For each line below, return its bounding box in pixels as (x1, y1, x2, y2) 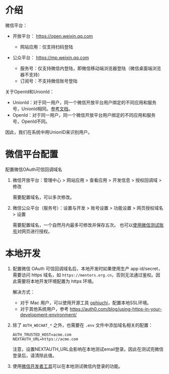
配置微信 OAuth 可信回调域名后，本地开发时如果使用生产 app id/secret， (12, 265, 162, 271)
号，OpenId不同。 (12, 118, 50, 124)
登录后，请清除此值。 (12, 352, 57, 358)
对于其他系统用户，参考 (20, 306, 69, 312)
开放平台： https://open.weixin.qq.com (12, 33, 93, 39)
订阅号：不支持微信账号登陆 (20, 78, 78, 84)
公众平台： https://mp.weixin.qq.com (12, 54, 90, 61)
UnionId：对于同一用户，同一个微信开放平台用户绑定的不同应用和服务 (12, 99, 157, 105)
